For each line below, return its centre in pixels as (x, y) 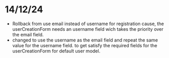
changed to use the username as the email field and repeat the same (85, 40)
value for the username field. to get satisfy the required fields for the (85, 45)
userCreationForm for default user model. (56, 51)
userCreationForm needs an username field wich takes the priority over (88, 29)
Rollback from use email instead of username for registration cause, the (88, 24)
